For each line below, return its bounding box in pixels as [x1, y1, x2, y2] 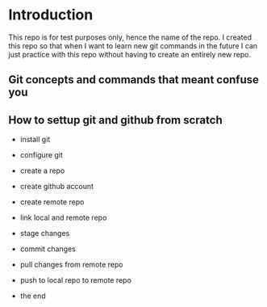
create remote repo [19, 197, 85, 207]
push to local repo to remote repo [19, 275, 131, 285]
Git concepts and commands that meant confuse [8, 73, 260, 86]
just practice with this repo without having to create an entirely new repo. [8, 49, 252, 59]
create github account [19, 182, 94, 191]
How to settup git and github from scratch [8, 113, 223, 127]
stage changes [19, 229, 70, 238]
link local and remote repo [19, 212, 107, 223]
